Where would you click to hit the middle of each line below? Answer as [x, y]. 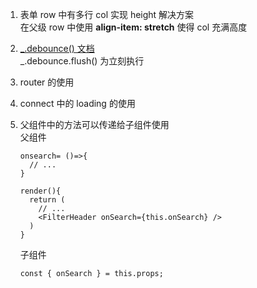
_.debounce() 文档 [57, 48]
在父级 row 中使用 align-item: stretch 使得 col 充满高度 [133, 27]
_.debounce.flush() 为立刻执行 [82, 61]
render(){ [40, 191]
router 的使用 [47, 82]
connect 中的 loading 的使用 [77, 103]
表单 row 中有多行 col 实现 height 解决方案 [107, 14]
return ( [47, 200]
